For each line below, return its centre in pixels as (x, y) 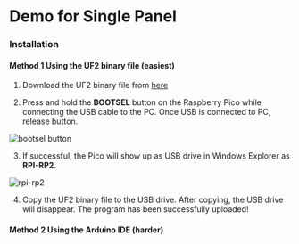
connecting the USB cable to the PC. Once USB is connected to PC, (146, 112)
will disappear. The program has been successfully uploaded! (135, 209)
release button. (50, 121)
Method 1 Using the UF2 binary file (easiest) (92, 65)
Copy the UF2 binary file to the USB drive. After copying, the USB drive (153, 200)
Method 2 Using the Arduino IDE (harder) (86, 230)
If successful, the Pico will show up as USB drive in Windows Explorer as (156, 156)
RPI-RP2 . (39, 166)
